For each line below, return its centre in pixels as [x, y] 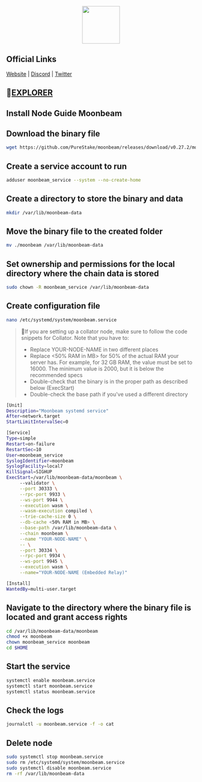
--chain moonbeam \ [44, 533]
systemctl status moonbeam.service [51, 692]
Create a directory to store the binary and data [95, 199]
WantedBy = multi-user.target [41, 589]
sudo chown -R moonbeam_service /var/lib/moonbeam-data [78, 288]
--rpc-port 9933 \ [43, 494]
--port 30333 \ [39, 488]
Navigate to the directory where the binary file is [99, 608]
